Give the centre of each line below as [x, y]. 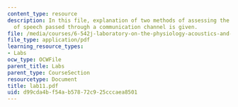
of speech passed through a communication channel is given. [106, 27]
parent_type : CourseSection [49, 73]
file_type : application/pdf [49, 40]
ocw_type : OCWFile [34, 60]
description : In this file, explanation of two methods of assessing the [119, 20]
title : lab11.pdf [33, 86]
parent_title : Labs [36, 66]
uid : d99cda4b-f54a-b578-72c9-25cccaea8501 [73, 92]
